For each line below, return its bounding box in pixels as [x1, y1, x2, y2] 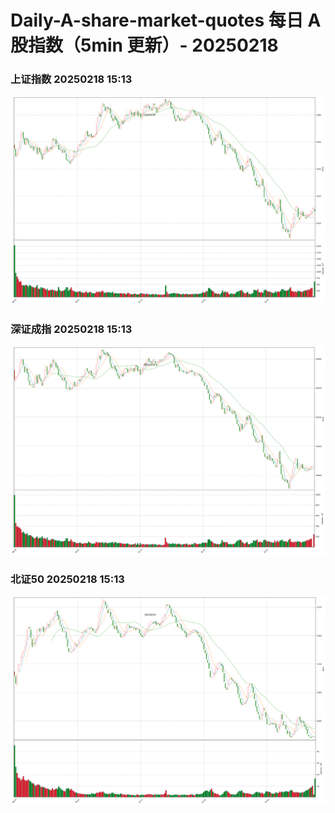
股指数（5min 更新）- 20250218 [10, 34, 279, 57]
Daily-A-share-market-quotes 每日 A [10, 9, 322, 32]
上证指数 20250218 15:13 [10, 72, 133, 86]
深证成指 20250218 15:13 [10, 322, 133, 336]
